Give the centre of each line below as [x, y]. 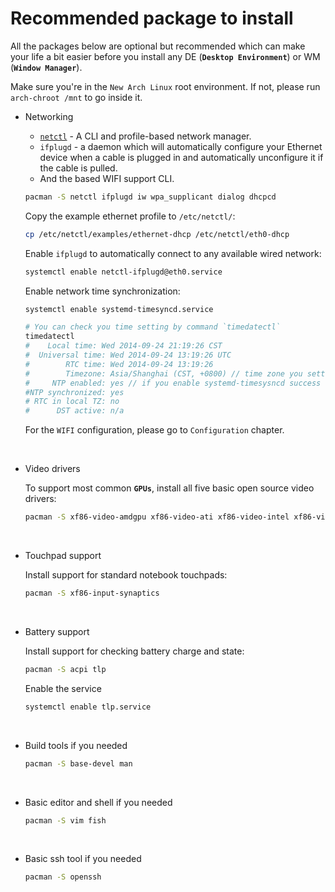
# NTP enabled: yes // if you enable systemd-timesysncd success [173, 383]
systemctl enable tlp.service [88, 707]
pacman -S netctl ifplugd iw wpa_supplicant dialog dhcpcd [150, 197]
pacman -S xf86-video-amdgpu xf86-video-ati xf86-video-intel [157, 517]
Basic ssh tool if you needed [83, 859]
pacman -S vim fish [65, 820]
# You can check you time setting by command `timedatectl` [152, 327]
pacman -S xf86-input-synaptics [92, 593]
